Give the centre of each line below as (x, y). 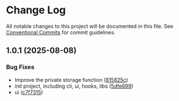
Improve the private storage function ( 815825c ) (71, 80)
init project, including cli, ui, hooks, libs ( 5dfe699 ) (74, 86)
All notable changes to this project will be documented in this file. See (90, 26)
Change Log (36, 10)
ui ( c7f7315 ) (29, 92)
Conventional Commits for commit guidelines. (61, 32)
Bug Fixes (20, 67)
